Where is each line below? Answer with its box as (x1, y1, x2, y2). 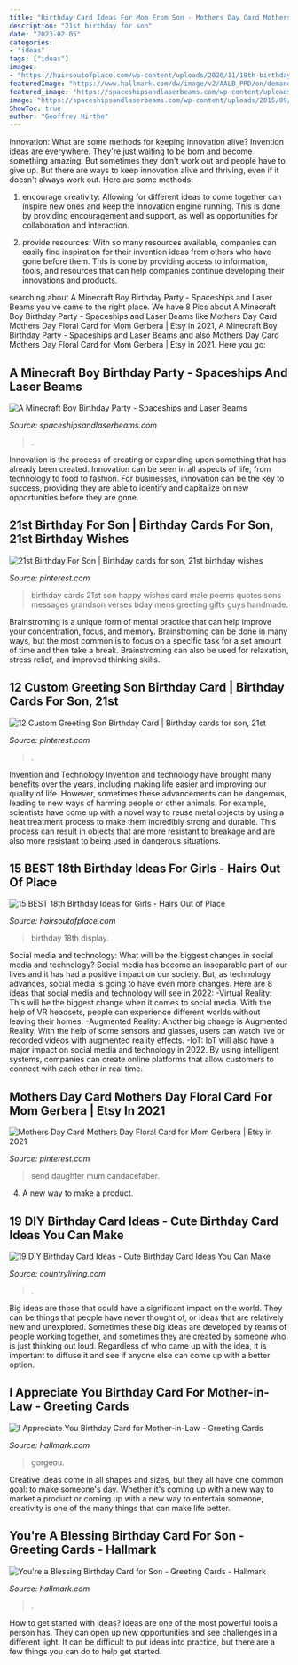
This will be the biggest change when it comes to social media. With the (9, 997, 272, 1008)
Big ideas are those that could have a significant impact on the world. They (9, 1303, 283, 1313)
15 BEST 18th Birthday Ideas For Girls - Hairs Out (9, 861, 281, 876)
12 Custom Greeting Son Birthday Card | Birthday (9, 680, 286, 695)
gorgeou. (30, 1457, 65, 1468)
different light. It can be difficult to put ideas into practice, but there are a (9, 1637, 275, 1647)
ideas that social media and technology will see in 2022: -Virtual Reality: (9, 988, 272, 998)
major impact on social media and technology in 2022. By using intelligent (9, 1045, 279, 1055)
